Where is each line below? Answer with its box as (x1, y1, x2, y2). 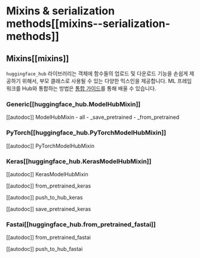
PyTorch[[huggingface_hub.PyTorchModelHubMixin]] (6, 128, 167, 137)
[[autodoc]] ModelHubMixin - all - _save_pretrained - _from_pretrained (6, 113, 180, 121)
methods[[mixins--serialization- (6, 17, 171, 30)
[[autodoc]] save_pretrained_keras (6, 205, 91, 213)
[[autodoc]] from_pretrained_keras (6, 182, 91, 189)
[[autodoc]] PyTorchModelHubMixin (6, 142, 94, 149)
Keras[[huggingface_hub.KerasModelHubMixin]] (6, 157, 152, 165)
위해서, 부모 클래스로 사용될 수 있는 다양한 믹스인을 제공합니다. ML (21, 78, 176, 84)
